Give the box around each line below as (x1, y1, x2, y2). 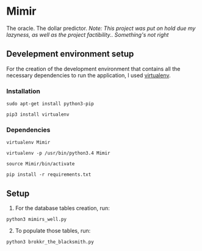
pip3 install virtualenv (6, 111, 70, 118)
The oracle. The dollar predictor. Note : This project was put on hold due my (6, 24, 196, 32)
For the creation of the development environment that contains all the (6, 65, 181, 72)
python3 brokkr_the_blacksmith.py (6, 239, 95, 245)
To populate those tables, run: (15, 227, 91, 234)
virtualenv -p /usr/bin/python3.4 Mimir (6, 150, 111, 157)
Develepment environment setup (6, 49, 134, 59)
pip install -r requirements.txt (6, 171, 92, 178)
